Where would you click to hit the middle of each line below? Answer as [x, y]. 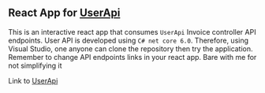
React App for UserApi [64, 13]
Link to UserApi [33, 80]
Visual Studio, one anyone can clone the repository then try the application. [131, 48]
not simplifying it [35, 65]
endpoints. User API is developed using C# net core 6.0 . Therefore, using [129, 40]
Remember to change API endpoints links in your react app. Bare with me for [132, 57]
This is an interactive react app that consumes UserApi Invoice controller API [132, 32]
